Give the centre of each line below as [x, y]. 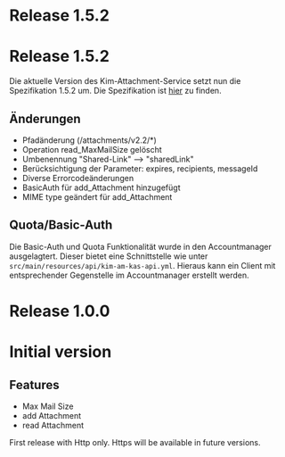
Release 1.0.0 [60, 311]
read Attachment [53, 425]
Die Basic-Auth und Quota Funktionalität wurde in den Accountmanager [140, 246]
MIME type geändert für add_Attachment [97, 196]
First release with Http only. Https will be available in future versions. [135, 442]
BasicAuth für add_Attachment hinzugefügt [101, 187]
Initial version [61, 352]
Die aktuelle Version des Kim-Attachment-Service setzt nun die [125, 81]
